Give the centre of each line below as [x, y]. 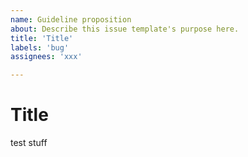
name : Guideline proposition [71, 19]
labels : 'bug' [40, 47]
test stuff [29, 143]
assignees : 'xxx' [46, 57]
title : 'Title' [42, 38]
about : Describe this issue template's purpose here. [125, 29]
